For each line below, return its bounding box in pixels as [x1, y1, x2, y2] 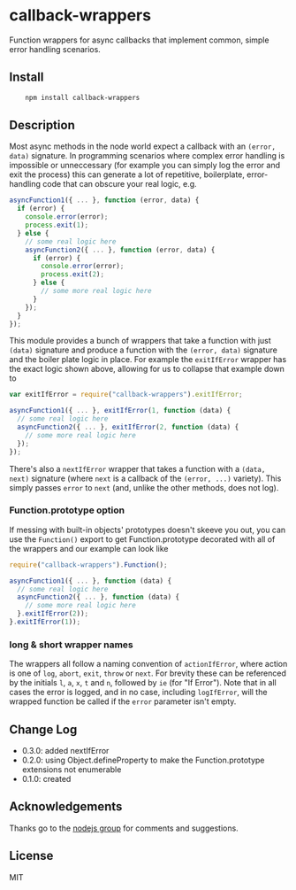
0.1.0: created [21, 774, 72, 785]
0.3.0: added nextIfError [21, 746, 110, 756]
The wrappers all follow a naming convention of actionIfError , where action [9, 659, 288, 669]
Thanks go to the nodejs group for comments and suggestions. [9, 823, 239, 833]
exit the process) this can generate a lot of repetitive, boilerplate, [9, 169, 246, 180]
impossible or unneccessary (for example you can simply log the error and [9, 160, 281, 171]
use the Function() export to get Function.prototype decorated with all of [9, 533, 276, 545]
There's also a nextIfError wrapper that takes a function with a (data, [9, 463, 266, 474]
